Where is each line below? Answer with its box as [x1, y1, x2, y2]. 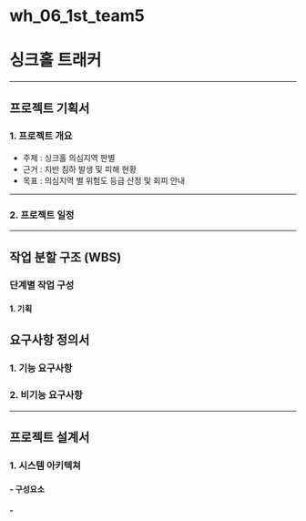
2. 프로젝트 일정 [9, 209, 75, 221]
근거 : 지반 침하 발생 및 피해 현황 [22, 163, 137, 174]
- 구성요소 [9, 484, 46, 495]
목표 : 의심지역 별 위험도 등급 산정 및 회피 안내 [22, 175, 185, 186]
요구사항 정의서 [9, 332, 90, 348]
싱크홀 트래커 [9, 50, 102, 71]
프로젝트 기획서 [9, 100, 90, 116]
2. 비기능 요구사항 [9, 389, 84, 402]
